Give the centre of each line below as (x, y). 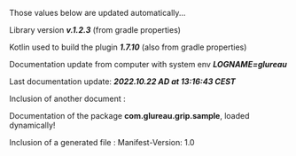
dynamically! (32, 125)
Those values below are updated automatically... (97, 13)
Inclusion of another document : (67, 98)
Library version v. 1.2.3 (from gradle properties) (95, 30)
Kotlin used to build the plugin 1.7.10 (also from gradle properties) (128, 47)
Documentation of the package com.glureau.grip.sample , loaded (129, 116)
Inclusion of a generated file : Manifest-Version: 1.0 (102, 142)
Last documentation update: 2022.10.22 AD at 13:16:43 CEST (123, 82)
